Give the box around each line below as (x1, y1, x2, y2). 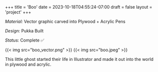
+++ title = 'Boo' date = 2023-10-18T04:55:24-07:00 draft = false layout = (5, 4, 153, 10)
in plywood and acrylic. (5, 61, 52, 67)
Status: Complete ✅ (5, 37, 44, 43)
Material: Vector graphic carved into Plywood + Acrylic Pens (5, 19, 126, 24)
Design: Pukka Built (5, 28, 44, 33)
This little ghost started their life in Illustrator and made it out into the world (5, 57, 154, 62)
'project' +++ (5, 9, 31, 15)
